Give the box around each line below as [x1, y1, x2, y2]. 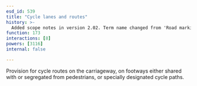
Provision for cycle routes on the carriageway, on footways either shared [6, 67, 182, 74]
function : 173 [6, 30, 41, 36]
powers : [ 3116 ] [6, 41, 43, 47]
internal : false [6, 46, 46, 52]
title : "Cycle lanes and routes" [6, 14, 88, 20]
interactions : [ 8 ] [6, 35, 51, 41]
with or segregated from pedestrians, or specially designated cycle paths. [6, 73, 185, 80]
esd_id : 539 [6, 8, 35, 15]
